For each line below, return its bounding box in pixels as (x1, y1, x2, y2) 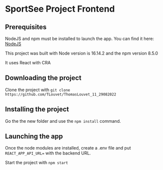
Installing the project (5, 105, 69, 113)
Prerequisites (5, 23, 47, 31)
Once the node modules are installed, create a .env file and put (5, 145, 131, 151)
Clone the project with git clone (5, 87, 71, 93)
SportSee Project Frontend (5, 3, 115, 15)
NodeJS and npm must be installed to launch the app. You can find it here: (5, 36, 154, 41)
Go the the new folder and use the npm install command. (5, 118, 121, 124)
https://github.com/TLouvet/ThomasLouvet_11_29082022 (5, 92, 117, 97)
